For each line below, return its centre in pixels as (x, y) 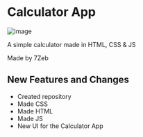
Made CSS (33, 104)
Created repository (44, 96)
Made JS (30, 118)
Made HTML (35, 111)
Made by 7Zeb (28, 58)
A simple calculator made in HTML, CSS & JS (72, 44)
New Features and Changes (68, 80)
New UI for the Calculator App (60, 126)
